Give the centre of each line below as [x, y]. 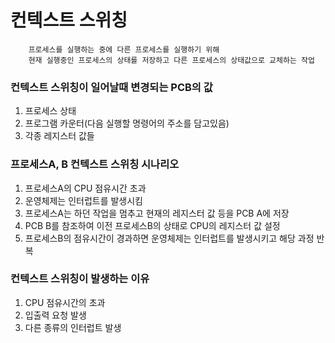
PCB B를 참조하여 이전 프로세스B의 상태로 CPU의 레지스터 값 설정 [152, 225]
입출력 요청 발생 [55, 315]
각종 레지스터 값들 [59, 136]
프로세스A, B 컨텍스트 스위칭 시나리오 [95, 164]
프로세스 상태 [50, 111]
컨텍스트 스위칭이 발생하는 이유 [80, 279]
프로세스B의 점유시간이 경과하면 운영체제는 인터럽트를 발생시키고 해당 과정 [169, 238]
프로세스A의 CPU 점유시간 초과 [85, 188]
